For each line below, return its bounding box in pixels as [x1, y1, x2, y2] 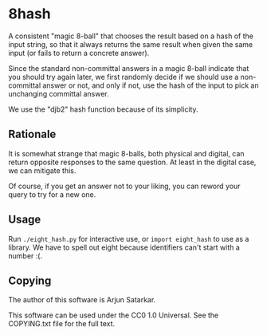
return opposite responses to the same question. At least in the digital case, [8, 157, 257, 167]
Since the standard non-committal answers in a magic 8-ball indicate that [8, 63, 249, 73]
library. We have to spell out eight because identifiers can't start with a [8, 242, 241, 252]
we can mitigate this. [8, 165, 77, 175]
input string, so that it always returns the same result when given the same [8, 39, 253, 49]
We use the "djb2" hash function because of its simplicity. [8, 104, 198, 114]
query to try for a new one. [8, 189, 96, 199]
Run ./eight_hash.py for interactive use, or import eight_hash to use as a [8, 234, 249, 243]
